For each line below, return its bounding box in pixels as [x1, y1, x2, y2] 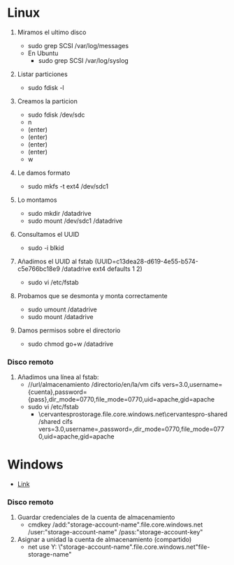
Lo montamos [17, 196, 57, 204]
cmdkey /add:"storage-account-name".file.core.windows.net [27, 520, 203, 529]
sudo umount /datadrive [27, 305, 98, 314]
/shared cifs [38, 418, 73, 426]
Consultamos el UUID [17, 230, 80, 238]
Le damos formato [17, 168, 71, 177]
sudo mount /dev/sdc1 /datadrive [27, 217, 123, 225]
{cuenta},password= [27, 388, 87, 396]
